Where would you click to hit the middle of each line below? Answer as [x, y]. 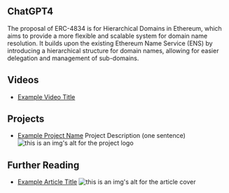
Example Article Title [47, 182]
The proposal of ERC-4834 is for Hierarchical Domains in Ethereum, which [114, 28]
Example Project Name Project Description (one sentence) [101, 136]
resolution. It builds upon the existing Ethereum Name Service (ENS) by [110, 43]
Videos [23, 80]
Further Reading [43, 165]
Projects [26, 119]
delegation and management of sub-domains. [73, 58]
